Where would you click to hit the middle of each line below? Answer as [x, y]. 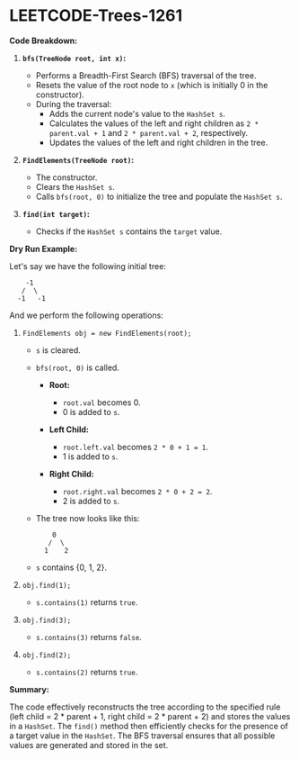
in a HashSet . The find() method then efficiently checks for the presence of [149, 726]
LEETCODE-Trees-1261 [96, 16]
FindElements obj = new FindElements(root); [107, 333]
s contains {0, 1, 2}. [71, 567]
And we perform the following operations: [86, 315]
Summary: [29, 689]
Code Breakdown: [44, 41]
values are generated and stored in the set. [89, 745]
